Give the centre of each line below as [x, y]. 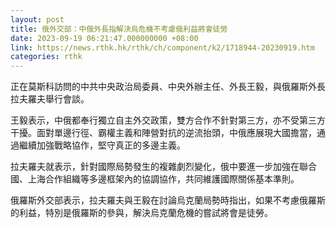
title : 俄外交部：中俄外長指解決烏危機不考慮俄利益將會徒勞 [119, 29]
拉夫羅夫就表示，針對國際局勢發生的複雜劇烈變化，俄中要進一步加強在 [155, 167]
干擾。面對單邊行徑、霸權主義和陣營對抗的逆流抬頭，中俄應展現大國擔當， [163, 133]
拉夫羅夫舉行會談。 [50, 99]
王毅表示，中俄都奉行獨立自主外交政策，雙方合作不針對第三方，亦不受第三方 [168, 120]
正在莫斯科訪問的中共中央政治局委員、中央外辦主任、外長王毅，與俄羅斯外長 [168, 87]
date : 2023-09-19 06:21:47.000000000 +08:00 [104, 38]
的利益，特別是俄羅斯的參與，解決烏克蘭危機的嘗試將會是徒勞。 [141, 213]
